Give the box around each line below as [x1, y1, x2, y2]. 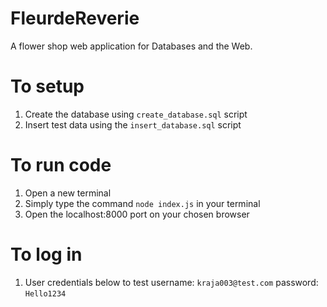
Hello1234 [24, 288, 67, 299]
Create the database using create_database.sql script [24, 108, 248, 120]
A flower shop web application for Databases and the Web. [10, 40, 253, 52]
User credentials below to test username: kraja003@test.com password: [24, 276, 319, 288]
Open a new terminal [24, 187, 112, 199]
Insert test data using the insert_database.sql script [24, 118, 242, 131]
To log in [10, 243, 83, 266]
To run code [10, 154, 112, 177]
